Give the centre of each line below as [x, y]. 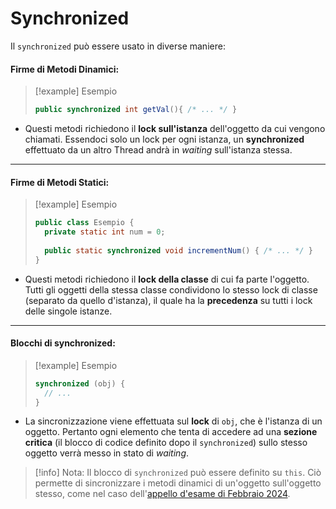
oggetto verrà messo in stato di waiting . [107, 453]
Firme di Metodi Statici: [60, 182]
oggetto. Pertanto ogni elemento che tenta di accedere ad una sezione [171, 432]
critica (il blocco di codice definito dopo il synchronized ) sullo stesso [166, 443]
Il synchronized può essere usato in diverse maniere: [118, 46]
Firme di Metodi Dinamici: [65, 69]
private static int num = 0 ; [105, 232]
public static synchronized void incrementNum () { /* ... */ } [178, 250]
